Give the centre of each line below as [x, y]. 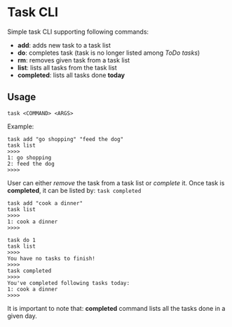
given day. [22, 316]
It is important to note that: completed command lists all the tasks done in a [116, 308]
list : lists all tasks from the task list [67, 67]
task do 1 [22, 240]
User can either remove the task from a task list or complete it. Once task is [116, 182]
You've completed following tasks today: [69, 283]
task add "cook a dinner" [45, 203]
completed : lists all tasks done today [71, 75]
